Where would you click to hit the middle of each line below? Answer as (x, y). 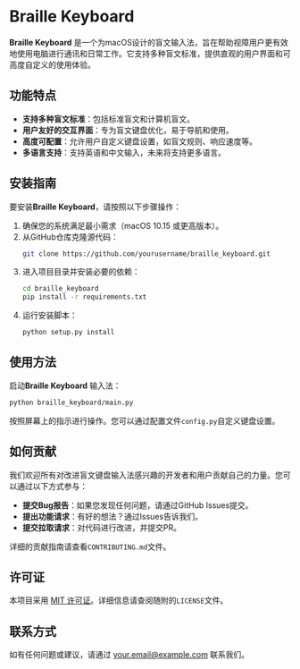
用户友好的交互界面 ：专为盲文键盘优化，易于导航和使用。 (128, 130)
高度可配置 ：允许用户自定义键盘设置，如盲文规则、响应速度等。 (139, 141)
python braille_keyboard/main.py (71, 402)
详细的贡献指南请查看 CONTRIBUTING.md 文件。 (90, 546)
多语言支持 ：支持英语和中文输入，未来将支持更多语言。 (124, 152)
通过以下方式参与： (52, 486)
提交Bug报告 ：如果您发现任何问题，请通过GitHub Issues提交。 (137, 505)
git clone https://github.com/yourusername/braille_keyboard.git (146, 254)
